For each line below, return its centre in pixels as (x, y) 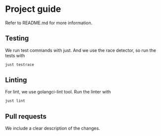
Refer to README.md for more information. (49, 23)
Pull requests (26, 116)
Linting (16, 80)
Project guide (33, 9)
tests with (15, 55)
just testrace (20, 65)
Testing (17, 38)
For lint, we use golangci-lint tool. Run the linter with (58, 92)
